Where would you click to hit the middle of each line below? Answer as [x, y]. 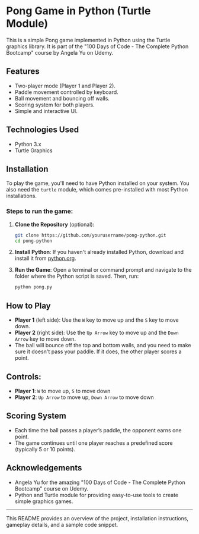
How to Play [29, 305]
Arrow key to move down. [45, 339]
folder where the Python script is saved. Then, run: [77, 276]
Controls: [24, 377]
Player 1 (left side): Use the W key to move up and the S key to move [97, 320]
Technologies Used [42, 130]
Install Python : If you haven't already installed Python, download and [99, 252]
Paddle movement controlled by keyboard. [66, 92]
